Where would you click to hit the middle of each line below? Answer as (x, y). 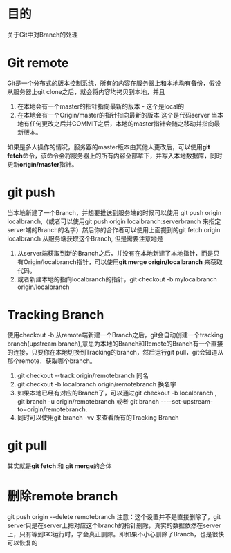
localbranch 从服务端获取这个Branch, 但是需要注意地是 (85, 238)
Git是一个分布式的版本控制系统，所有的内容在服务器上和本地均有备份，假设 (114, 83)
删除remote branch (63, 496)
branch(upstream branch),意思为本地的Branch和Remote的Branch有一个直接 (115, 344)
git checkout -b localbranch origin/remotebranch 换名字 (96, 384)
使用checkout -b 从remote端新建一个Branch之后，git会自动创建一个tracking (115, 335)
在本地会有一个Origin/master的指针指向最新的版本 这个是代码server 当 (117, 115)
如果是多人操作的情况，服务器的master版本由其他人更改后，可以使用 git (109, 147)
